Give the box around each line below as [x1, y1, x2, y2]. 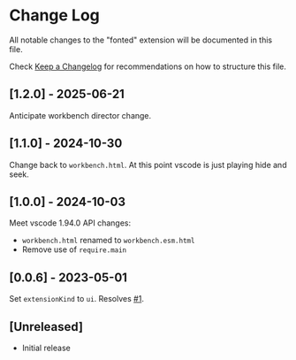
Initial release [21, 342, 71, 353]
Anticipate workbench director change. [9, 110, 152, 120]
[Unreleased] [9, 319, 84, 334]
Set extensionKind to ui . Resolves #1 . [9, 294, 144, 304]
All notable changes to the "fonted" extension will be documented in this [9, 34, 272, 45]
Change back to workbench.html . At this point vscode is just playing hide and [9, 159, 287, 170]
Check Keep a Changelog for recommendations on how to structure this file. [9, 61, 287, 72]
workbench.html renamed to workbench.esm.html [21, 235, 195, 246]
